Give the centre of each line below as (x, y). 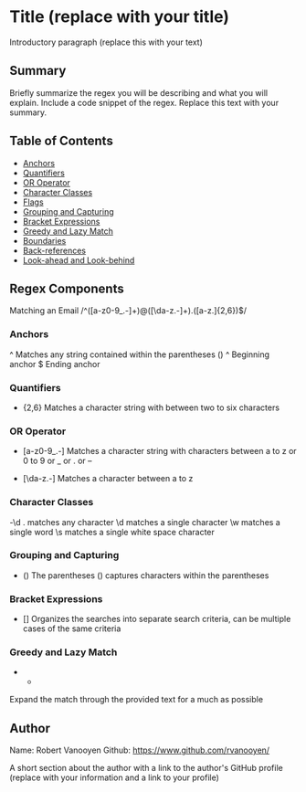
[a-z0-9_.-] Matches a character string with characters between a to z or (159, 451)
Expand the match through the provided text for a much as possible (136, 700)
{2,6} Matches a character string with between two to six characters (151, 407)
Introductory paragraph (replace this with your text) (106, 42)
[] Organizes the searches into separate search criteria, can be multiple (157, 619)
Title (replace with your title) (120, 17)
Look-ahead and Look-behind (79, 260)
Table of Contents (62, 141)
